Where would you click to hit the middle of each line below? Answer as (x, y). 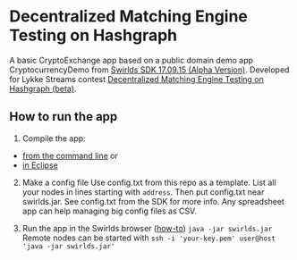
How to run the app (64, 117)
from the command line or (70, 155)
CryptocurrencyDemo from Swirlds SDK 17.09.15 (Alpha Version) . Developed (149, 70)
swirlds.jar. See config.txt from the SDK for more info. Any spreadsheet (153, 201)
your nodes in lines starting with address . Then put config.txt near (143, 192)
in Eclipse (40, 165)
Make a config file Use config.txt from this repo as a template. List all (149, 182)
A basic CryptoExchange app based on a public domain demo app (131, 60)
